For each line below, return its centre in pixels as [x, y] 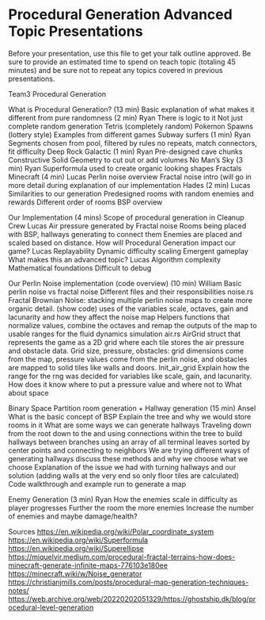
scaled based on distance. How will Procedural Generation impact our [122, 243]
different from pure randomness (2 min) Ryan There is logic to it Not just [126, 117]
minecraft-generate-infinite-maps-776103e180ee [88, 565]
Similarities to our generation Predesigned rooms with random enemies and [131, 193]
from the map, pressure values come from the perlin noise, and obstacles [128, 359]
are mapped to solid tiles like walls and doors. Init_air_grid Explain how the [129, 367]
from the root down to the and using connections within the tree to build [125, 433]
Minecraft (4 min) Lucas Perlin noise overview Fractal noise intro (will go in [130, 177]
